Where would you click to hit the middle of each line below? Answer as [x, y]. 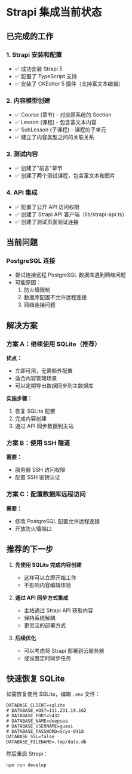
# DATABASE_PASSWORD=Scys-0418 [45, 732]
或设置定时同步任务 [47, 658]
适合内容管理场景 [36, 378]
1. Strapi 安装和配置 [34, 54]
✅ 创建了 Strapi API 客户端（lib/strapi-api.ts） [71, 214]
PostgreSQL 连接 [31, 261]
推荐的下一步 [30, 549]
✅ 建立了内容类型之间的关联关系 [54, 137]
